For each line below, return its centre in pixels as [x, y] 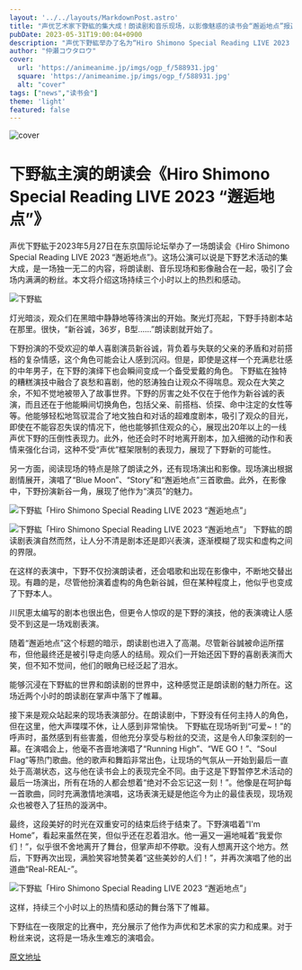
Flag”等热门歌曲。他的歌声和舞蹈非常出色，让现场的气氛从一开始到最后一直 [149, 760]
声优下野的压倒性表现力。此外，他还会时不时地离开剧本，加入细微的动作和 [147, 438]
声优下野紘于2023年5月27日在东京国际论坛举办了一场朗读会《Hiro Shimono [150, 246]
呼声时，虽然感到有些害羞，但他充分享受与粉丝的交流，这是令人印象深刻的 [147, 738]
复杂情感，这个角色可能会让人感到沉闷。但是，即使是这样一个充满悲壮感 [159, 360]
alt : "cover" [42, 85]
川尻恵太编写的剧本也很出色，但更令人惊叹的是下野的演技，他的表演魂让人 [147, 613]
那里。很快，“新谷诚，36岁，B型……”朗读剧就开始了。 [117, 329]
